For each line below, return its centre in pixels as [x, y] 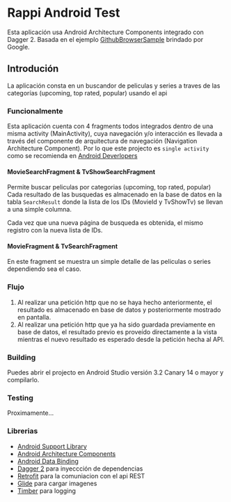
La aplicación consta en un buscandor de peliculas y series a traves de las [114, 86]
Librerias [23, 431]
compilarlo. [23, 380]
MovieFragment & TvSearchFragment [63, 246]
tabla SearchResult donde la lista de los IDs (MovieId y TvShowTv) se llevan [115, 202]
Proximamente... [31, 413]
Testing [20, 398]
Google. [18, 47]
